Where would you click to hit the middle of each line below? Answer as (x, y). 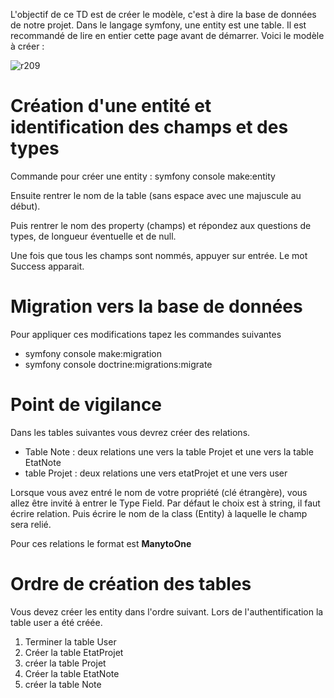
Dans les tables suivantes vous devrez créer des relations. (130, 432)
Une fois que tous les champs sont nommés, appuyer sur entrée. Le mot (159, 255)
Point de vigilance (86, 405)
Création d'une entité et (111, 106)
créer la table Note (63, 684)
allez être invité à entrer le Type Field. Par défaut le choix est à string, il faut (165, 503)
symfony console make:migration (93, 353)
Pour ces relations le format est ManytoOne (101, 543)
